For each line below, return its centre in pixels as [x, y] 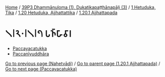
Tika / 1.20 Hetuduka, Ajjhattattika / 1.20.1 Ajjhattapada [61, 13]
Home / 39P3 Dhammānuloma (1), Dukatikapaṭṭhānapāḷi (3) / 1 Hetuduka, [80, 7]
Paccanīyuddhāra [31, 54]
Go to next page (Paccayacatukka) [41, 69]
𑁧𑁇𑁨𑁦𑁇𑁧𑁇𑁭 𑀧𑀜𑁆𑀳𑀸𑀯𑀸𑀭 [38, 34]
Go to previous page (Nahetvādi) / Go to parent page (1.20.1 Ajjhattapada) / [83, 63]
